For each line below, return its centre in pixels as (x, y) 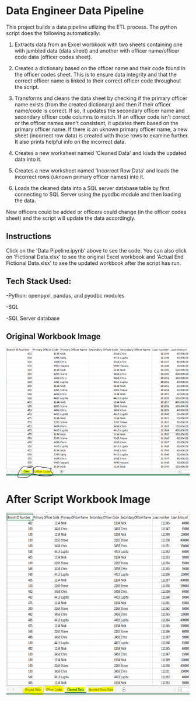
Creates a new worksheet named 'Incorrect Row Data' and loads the (97, 170)
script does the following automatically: (53, 33)
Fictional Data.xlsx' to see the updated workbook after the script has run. (94, 263)
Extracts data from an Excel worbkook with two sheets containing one (98, 44)
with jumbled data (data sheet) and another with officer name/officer (97, 50)
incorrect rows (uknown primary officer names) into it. (79, 177)
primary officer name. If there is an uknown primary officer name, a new (101, 129)
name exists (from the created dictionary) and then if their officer (92, 104)
